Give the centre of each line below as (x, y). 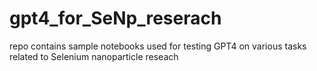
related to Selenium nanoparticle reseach (94, 56)
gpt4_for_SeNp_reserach (115, 18)
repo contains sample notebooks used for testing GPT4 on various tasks (158, 46)
